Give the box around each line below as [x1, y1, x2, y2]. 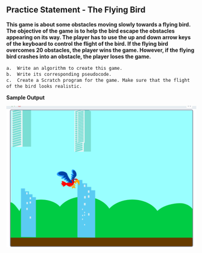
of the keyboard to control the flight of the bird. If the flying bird [6, 40, 168, 47]
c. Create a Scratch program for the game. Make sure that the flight [6, 77, 190, 83]
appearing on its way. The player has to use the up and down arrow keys [6, 33, 191, 41]
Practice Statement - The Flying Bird [6, 5, 146, 15]
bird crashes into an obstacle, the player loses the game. [6, 52, 151, 60]
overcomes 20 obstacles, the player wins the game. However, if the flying [6, 46, 195, 54]
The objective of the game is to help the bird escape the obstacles [6, 27, 175, 34]
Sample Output [6, 93, 45, 101]
